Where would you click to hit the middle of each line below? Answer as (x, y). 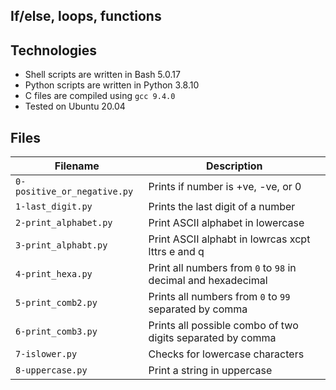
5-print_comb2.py (56, 303)
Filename (77, 166)
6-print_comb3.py (56, 332)
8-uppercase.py (51, 370)
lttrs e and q (176, 252)
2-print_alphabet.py (64, 223)
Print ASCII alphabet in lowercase (226, 223)
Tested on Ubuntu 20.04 (75, 106)
